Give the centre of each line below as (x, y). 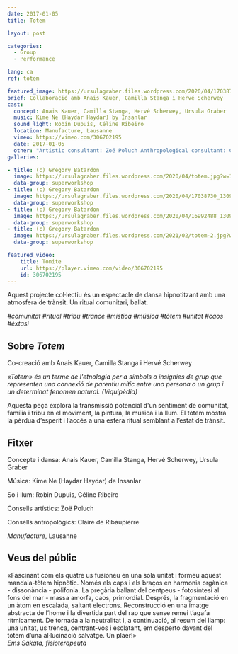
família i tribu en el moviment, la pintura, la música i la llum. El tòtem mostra (117, 413)
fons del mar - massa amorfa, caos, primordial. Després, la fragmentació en (118, 597)
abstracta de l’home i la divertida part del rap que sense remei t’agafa (109, 612)
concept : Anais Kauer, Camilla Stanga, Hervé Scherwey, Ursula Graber (120, 111)
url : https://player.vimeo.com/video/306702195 (91, 268)
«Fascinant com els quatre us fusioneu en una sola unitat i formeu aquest (114, 575)
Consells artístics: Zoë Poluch (51, 508)
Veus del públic (42, 558)
